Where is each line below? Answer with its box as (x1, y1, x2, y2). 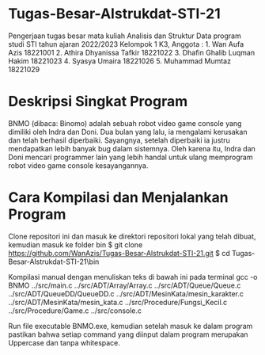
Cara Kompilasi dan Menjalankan (8, 189, 229, 207)
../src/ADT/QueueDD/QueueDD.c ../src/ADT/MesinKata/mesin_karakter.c (8, 288, 244, 298)
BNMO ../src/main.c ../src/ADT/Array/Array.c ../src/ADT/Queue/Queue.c (8, 281, 241, 290)
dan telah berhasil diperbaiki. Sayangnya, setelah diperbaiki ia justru (8, 136, 231, 145)
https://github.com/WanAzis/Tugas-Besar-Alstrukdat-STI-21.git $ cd (8, 248, 231, 258)
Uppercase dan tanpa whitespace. (8, 338, 121, 347)
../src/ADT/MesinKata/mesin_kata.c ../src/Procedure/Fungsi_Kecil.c (8, 297, 228, 307)
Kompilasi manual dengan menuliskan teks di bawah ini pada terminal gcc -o (8, 272, 258, 281)
